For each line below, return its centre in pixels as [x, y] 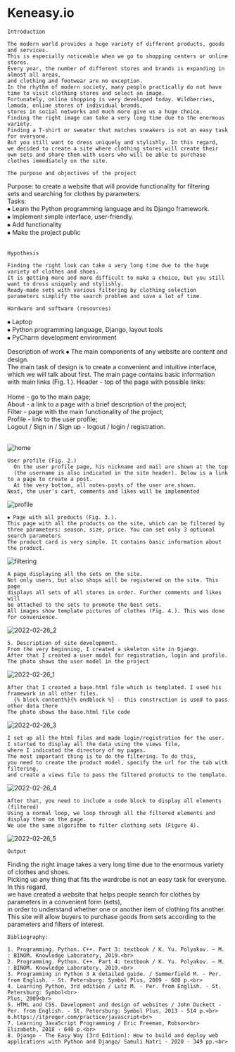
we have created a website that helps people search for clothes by [104, 894]
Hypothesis [23, 253]
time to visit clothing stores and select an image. [86, 93]
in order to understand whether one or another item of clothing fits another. [116, 909]
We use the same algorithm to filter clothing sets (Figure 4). [103, 825]
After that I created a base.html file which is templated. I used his [114, 687]
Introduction [26, 32]
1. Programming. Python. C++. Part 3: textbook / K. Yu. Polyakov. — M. [116, 949]
